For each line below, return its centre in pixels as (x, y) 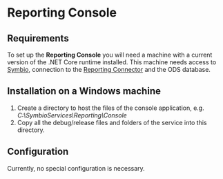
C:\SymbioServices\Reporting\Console (72, 115)
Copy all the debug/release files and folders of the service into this (112, 122)
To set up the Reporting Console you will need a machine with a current (110, 55)
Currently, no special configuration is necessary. (76, 168)
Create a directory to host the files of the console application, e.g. (111, 108)
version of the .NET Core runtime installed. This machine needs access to (112, 62)
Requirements (38, 38)
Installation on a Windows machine (84, 91)
